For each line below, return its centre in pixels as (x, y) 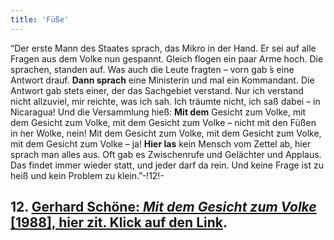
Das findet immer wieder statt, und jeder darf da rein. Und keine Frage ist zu (167, 165)
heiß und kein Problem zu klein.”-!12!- (87, 175)
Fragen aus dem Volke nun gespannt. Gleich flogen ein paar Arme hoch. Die (167, 58)
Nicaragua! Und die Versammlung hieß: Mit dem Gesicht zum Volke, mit (158, 112)
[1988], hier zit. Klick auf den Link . (119, 222)
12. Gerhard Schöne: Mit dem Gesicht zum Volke (163, 207)
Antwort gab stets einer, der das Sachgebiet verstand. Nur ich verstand (157, 90)
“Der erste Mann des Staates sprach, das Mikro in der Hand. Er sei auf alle (163, 48)
